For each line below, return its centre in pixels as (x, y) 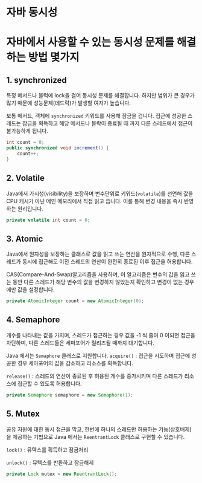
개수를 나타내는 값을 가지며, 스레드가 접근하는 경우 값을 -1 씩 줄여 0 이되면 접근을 (101, 335)
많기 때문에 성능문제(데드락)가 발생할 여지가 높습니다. (69, 103)
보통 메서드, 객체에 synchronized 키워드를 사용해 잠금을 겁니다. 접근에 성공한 (96, 116)
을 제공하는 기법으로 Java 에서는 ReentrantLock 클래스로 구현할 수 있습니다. (96, 436)
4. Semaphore (33, 320)
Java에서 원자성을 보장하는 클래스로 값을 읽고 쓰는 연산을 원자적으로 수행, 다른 (98, 254)
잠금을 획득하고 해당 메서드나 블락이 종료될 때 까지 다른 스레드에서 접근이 (107, 123)
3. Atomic (25, 238)
